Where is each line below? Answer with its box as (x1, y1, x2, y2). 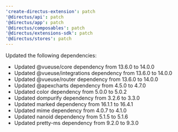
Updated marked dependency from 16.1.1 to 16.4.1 (14, 101, 133, 107)
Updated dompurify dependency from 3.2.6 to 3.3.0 (14, 94, 140, 101)
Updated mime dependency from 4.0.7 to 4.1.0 (14, 107, 127, 114)
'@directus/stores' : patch (5, 36, 72, 42)
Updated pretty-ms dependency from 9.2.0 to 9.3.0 (14, 120, 139, 126)
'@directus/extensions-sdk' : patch (5, 31, 93, 36)
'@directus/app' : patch (5, 19, 64, 25)
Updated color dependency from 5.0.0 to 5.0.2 (14, 89, 127, 95)
